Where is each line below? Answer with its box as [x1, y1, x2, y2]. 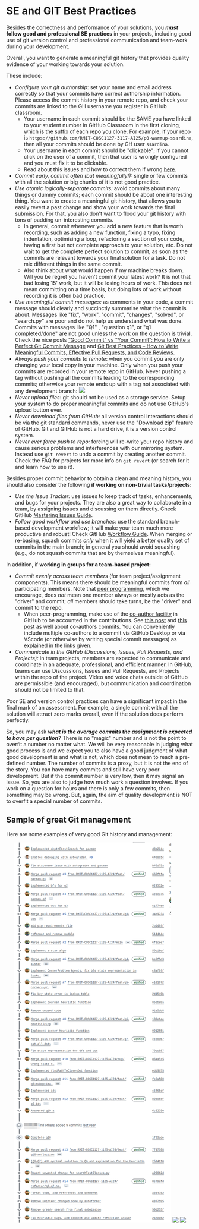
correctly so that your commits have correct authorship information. [14, 90, 181, 97]
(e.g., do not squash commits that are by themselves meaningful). [14, 549, 176, 556]
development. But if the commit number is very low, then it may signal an [6, 772, 184, 779]
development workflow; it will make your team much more [31, 524, 173, 531]
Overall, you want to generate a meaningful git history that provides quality [6, 54, 189, 61]
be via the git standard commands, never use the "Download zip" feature [14, 419, 194, 426]
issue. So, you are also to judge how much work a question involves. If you [6, 779, 189, 786]
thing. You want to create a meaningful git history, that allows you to [14, 197, 182, 204]
